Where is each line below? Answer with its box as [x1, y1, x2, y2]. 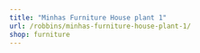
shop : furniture [9, 30, 70, 39]
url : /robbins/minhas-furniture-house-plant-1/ [9, 22, 192, 31]
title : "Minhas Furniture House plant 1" [9, 13, 168, 22]
